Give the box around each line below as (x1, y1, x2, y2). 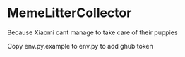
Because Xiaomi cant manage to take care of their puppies (7, 28, 178, 37)
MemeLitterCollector (7, 5, 132, 21)
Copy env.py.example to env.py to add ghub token (7, 42, 153, 50)
